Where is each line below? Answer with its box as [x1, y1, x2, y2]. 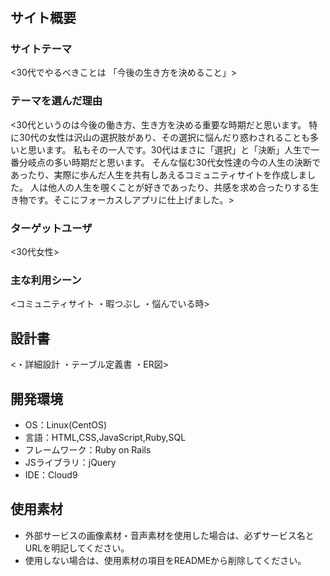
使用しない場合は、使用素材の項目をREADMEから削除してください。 [24, 554, 307, 566]
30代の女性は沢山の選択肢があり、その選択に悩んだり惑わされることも [18, 131, 310, 143]
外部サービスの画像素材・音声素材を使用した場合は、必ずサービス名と [24, 529, 315, 541]
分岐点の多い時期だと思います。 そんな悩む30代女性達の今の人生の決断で [18, 156, 322, 168]
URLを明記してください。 [24, 542, 130, 554]
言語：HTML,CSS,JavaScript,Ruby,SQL [24, 432, 187, 443]
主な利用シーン [10, 273, 82, 287]
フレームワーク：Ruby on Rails [24, 444, 152, 456]
